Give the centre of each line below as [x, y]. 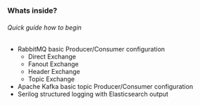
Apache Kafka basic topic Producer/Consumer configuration [105, 87]
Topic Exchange [51, 79]
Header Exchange [54, 72]
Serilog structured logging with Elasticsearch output [93, 94]
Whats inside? [32, 11]
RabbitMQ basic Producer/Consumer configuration [91, 49]
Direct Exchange [52, 57]
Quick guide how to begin [45, 27]
